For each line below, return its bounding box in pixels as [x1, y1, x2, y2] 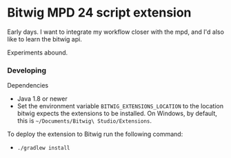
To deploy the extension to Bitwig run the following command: [7, 130, 183, 139]
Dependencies [7, 81, 49, 90]
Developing [7, 66, 47, 75]
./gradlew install [17, 145, 70, 152]
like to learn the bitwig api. [7, 34, 83, 43]
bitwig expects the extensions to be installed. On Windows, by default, [17, 109, 217, 118]
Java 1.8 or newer [17, 95, 68, 103]
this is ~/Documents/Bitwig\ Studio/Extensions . [17, 117, 152, 125]
